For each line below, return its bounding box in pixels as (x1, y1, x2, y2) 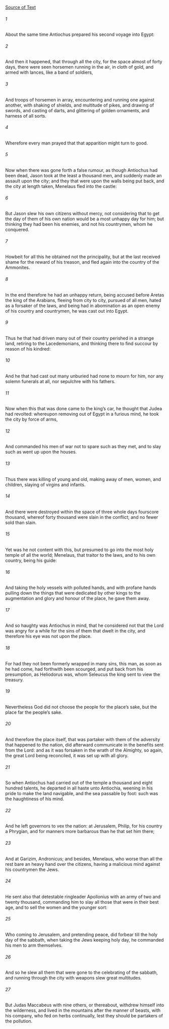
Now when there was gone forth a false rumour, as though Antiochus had (5, 167, 158, 173)
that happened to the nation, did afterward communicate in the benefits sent (5, 742, 164, 748)
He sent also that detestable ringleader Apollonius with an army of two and (5, 894, 161, 900)
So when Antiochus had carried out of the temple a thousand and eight (5, 780, 153, 786)
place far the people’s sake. (5, 709, 63, 715)
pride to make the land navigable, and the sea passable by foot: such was (5, 791, 158, 797)
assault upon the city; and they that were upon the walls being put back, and (5, 178, 164, 184)
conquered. (5, 227, 29, 233)
